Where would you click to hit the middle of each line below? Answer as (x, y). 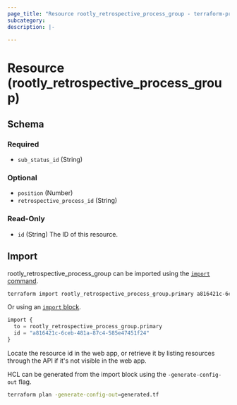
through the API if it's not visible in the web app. (77, 361)
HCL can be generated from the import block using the (87, 374)
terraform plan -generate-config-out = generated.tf (83, 394)
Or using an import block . (44, 307)
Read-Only (26, 219)
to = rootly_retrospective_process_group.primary (88, 327)
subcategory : (26, 20)
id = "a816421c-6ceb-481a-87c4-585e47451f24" (82, 333)
